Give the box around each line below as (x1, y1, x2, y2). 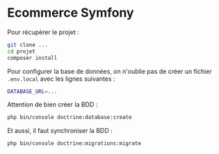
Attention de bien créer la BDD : (7, 100, 98, 109)
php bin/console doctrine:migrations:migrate (7, 140, 141, 147)
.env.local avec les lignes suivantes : (7, 75, 115, 83)
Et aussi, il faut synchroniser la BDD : (7, 127, 113, 135)
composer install (7, 54, 58, 61)
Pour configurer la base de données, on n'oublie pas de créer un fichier (7, 67, 212, 75)
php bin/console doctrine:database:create (7, 114, 132, 121)
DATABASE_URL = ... (7, 88, 58, 95)
